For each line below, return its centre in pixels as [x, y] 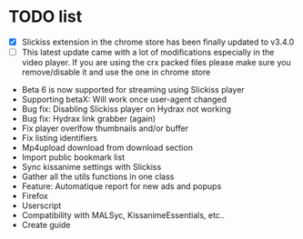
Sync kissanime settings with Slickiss [91, 167]
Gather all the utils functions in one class [98, 177]
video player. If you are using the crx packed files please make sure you [157, 63]
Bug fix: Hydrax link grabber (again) [89, 119]
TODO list [45, 17]
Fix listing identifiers [59, 138]
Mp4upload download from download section [107, 148]
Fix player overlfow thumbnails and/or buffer [105, 128]
